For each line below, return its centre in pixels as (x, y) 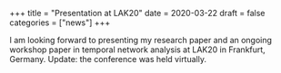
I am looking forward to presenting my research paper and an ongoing (141, 40)
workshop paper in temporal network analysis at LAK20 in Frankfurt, (137, 50)
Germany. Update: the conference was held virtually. (108, 59)
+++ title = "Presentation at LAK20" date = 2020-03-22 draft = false (137, 13)
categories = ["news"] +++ (60, 23)
